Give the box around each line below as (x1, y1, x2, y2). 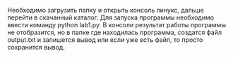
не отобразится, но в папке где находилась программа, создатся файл (7, 28, 222, 36)
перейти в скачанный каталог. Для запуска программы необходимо (7, 13, 214, 22)
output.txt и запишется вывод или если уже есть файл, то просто (7, 36, 203, 44)
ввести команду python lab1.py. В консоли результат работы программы (7, 21, 226, 29)
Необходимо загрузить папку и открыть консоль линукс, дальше (7, 6, 205, 14)
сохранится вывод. (7, 43, 66, 51)
